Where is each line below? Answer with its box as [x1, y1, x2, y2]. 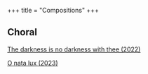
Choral [7, 26, 37, 38]
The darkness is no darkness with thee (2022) [7, 45, 141, 54]
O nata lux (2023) [7, 58, 58, 67]
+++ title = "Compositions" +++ [7, 6, 100, 14]
